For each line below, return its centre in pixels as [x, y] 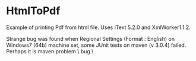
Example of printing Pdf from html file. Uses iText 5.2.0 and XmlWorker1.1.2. [99, 27]
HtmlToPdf [33, 11]
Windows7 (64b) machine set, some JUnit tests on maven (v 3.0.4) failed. [96, 45]
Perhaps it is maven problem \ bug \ [50, 51]
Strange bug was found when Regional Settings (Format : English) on [91, 38]
